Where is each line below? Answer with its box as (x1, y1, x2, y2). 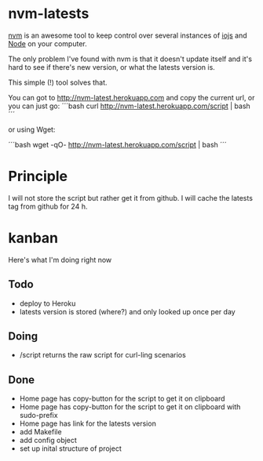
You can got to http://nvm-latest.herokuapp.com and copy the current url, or (8, 93, 255, 102)
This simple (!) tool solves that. (8, 78, 108, 87)
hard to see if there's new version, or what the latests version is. (8, 62, 216, 71)
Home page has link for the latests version (19, 419, 157, 428)
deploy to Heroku (19, 299, 76, 308)
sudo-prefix (19, 411, 58, 420)
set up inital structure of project (19, 444, 122, 453)
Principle (8, 168, 68, 185)
